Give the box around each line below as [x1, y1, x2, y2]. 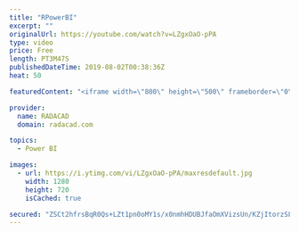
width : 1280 [25, 177, 69, 186]
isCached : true [25, 194, 82, 203]
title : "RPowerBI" [9, 12, 77, 22]
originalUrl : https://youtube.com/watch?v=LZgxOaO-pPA [9, 29, 217, 38]
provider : [9, 104, 46, 112]
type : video [9, 37, 53, 47]
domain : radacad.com [17, 120, 93, 129]
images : [9, 161, 38, 170]
